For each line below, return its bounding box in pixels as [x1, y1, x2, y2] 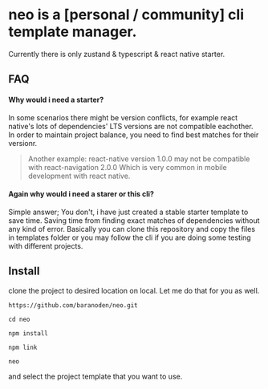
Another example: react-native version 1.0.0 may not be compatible [27, 154, 250, 164]
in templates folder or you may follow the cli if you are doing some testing [8, 233, 251, 242]
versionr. [8, 138, 38, 148]
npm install [8, 329, 48, 338]
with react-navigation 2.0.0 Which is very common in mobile [27, 162, 227, 172]
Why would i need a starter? [8, 95, 104, 104]
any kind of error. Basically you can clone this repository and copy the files [8, 224, 255, 233]
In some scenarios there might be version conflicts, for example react [8, 112, 238, 122]
